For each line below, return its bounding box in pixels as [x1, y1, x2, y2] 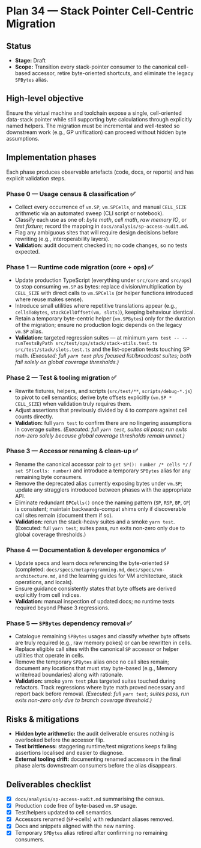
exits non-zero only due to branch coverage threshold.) [14, 697, 152, 704]
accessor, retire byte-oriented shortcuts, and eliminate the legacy [32, 70, 194, 76]
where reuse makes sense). [14, 296, 84, 303]
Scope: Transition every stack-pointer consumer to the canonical [14, 63, 176, 70]
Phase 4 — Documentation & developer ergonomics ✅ [6, 546, 167, 554]
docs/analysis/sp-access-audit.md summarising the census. [14, 795, 165, 803]
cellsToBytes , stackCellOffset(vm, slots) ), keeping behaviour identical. [14, 308, 195, 316]
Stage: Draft [14, 57, 46, 64]
